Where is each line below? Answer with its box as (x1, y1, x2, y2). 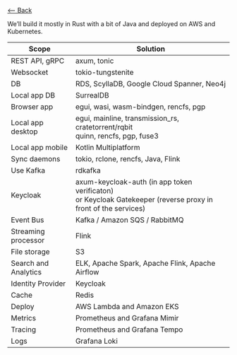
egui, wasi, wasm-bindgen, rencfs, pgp (75, 102, 206, 112)
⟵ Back (7, 6, 32, 14)
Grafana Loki (75, 336, 119, 346)
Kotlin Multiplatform (75, 143, 140, 152)
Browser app (11, 102, 54, 112)
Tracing (11, 325, 37, 334)
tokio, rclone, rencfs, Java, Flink (75, 154, 181, 163)
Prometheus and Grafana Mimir (75, 313, 179, 322)
